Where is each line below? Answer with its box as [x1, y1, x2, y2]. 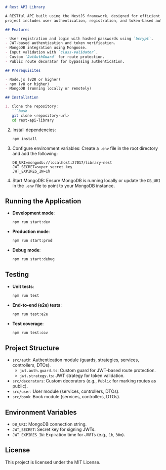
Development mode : [12, 210, 55, 216]
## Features [5, 27, 30, 32]
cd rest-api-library [11, 118, 54, 123]
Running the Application [5, 197, 82, 205]
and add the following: [12, 150, 58, 156]
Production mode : [12, 229, 50, 235]
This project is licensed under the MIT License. [5, 459, 101, 465]
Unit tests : [12, 283, 35, 289]
